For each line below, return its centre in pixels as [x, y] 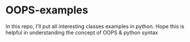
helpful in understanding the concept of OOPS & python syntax [82, 32]
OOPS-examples [47, 10]
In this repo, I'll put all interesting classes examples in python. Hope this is [95, 26]
